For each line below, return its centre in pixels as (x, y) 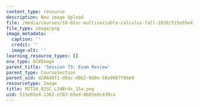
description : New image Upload (45, 17)
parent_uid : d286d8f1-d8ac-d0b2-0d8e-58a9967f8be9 (70, 78)
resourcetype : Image (32, 84)
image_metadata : (26, 34)
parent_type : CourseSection (41, 73)
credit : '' (25, 45)
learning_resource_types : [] (42, 56)
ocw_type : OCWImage (30, 61)
